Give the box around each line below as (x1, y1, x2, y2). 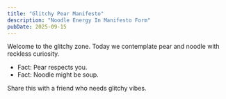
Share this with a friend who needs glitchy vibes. (7, 84, 147, 93)
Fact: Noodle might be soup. (17, 70, 99, 79)
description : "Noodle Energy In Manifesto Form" (7, 17, 151, 24)
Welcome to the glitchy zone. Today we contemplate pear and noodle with (7, 43, 220, 51)
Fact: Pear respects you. (17, 63, 88, 72)
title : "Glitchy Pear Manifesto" (7, 10, 104, 17)
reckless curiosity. (7, 49, 60, 58)
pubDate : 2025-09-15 (7, 23, 67, 30)
